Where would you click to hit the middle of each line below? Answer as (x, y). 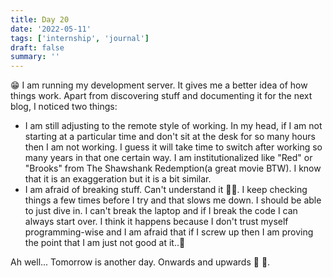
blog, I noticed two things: (64, 107)
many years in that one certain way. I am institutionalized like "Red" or (168, 158)
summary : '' (35, 57)
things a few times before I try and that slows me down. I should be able (173, 200)
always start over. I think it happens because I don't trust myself (156, 222)
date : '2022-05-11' (51, 29)
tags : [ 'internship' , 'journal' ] (80, 38)
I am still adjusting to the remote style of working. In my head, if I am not (173, 126)
